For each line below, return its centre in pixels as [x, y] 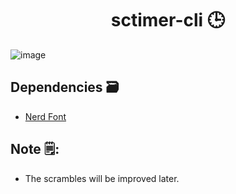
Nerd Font [45, 116]
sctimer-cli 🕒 [168, 20]
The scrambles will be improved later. [102, 178]
